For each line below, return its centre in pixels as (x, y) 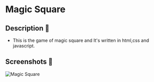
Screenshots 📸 (29, 62)
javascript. (24, 46)
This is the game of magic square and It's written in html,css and (81, 40)
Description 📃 (27, 28)
